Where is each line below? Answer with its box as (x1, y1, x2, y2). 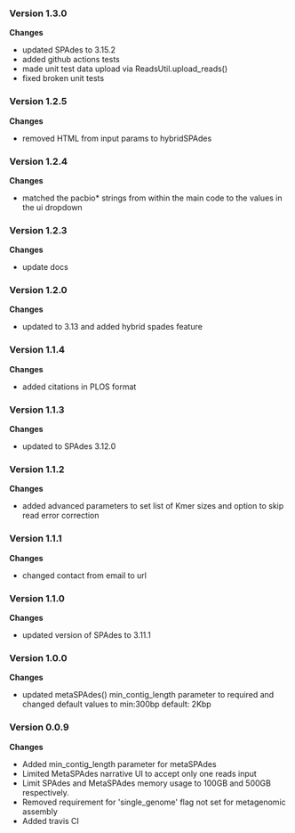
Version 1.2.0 (9, 284, 68, 297)
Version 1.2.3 (9, 224, 68, 236)
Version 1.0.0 (9, 651, 68, 664)
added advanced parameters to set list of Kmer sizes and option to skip (21, 501, 284, 511)
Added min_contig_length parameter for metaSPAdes (21, 758, 217, 769)
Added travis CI (21, 815, 80, 826)
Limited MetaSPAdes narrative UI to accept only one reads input (21, 768, 258, 779)
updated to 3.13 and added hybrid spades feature (21, 322, 203, 332)
